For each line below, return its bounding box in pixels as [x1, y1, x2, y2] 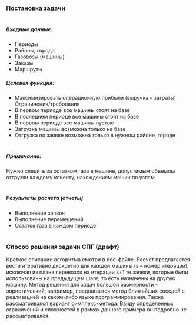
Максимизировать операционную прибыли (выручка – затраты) [14, 94, 177, 101]
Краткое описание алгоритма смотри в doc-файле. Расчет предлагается [6, 256, 190, 263]
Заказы [14, 60, 34, 67]
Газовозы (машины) [14, 53, 65, 60]
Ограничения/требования [14, 100, 80, 107]
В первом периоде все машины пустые [14, 119, 114, 126]
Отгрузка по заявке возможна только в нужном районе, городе [14, 132, 175, 139]
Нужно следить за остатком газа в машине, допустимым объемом [6, 168, 175, 175]
